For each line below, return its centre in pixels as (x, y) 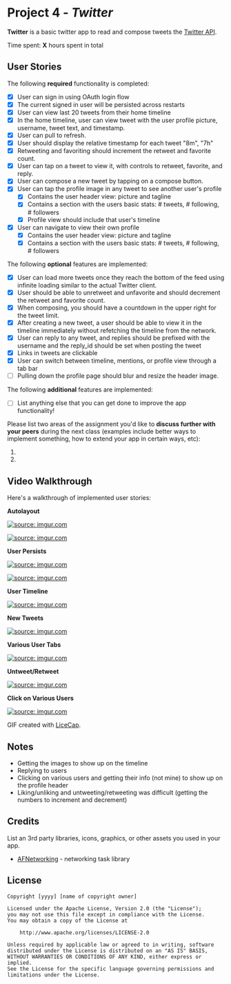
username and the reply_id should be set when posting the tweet (109, 345)
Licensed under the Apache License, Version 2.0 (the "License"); (104, 908)
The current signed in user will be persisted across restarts (101, 104)
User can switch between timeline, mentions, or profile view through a (117, 361)
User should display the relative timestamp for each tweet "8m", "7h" (115, 143)
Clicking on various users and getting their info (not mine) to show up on (120, 778)
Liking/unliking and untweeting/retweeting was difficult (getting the (112, 792)
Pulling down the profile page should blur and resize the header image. (118, 376)
